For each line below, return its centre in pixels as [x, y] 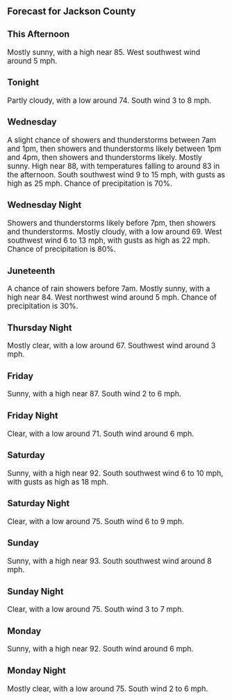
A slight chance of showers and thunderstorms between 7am [112, 140]
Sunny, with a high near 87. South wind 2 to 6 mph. [94, 394]
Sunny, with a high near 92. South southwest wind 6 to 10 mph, [115, 473]
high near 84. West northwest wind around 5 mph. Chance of [112, 298]
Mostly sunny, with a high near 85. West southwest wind [104, 52]
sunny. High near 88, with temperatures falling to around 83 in [114, 166]
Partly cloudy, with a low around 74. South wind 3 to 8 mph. [109, 100]
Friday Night [33, 416]
